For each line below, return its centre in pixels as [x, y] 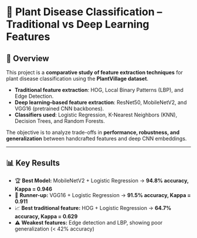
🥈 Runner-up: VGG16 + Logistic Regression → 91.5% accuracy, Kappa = [103, 195]
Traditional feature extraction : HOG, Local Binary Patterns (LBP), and [99, 90]
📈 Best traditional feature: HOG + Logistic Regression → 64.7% [93, 208]
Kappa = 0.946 [33, 189]
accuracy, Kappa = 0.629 [46, 216]
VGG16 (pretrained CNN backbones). [59, 108]
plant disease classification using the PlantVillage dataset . [77, 79]
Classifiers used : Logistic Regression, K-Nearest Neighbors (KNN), [96, 115]
